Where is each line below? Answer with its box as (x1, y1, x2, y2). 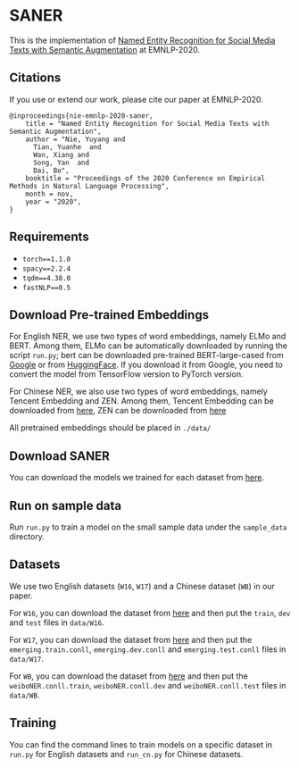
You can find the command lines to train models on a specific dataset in (9, 739, 272, 750)
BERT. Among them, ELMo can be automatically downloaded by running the (9, 340, 288, 351)
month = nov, (25, 189, 74, 198)
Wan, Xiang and (32, 150, 90, 159)
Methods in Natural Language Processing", (9, 181, 170, 190)
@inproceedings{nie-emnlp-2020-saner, (9, 111, 154, 121)
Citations (9, 71, 62, 86)
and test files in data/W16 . (9, 617, 104, 628)
